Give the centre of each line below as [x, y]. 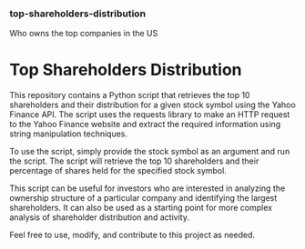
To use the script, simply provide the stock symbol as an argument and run [150, 152]
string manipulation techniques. [69, 134]
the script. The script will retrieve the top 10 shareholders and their [134, 161]
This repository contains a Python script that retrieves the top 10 [130, 95]
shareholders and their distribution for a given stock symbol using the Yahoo [152, 105]
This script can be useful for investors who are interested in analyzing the [147, 188]
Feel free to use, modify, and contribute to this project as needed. [132, 235]
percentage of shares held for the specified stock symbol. [118, 171]
